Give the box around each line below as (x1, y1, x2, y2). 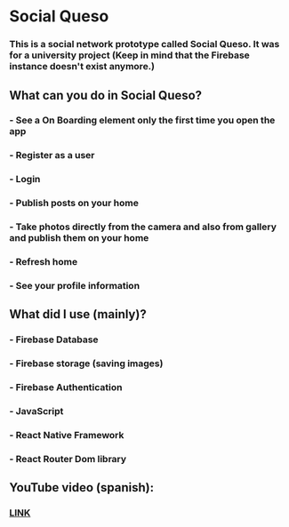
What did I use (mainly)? (9, 307, 147, 322)
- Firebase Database (9, 333, 100, 346)
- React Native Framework (9, 428, 124, 441)
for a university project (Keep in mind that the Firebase (9, 49, 251, 61)
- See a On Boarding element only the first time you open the (9, 114, 276, 126)
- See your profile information (9, 279, 140, 291)
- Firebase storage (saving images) (9, 357, 164, 370)
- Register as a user (9, 149, 95, 162)
